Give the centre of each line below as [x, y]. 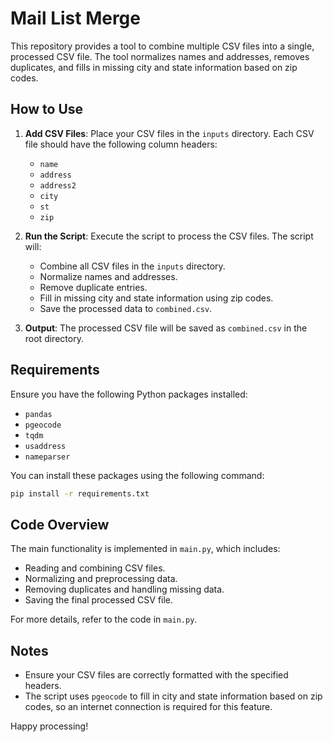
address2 [58, 185]
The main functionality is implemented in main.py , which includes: [145, 549]
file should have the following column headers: [121, 144]
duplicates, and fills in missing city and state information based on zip [154, 67]
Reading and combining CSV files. [95, 568]
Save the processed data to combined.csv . [126, 308]
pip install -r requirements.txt [80, 493]
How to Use [47, 109]
